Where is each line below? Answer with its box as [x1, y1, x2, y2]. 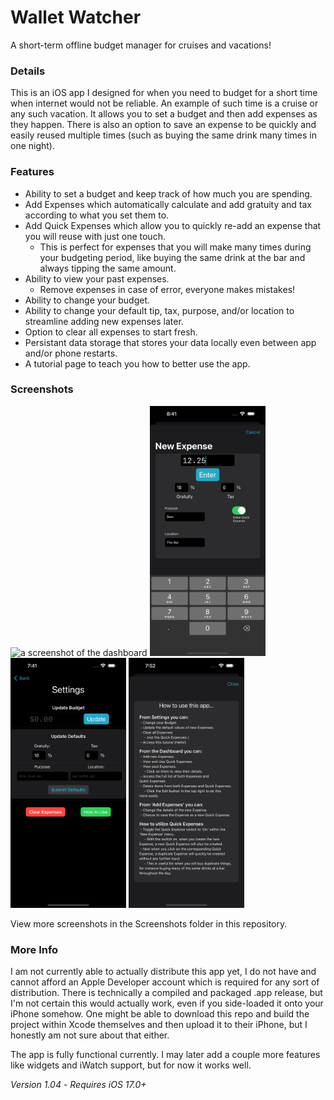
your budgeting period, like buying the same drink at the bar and [39, 251, 306, 263]
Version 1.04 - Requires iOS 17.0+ [10, 1079, 147, 1091]
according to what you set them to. [24, 209, 170, 221]
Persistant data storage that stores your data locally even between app [24, 336, 317, 348]
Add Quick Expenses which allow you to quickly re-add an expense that [24, 219, 322, 231]
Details [10, 64, 46, 78]
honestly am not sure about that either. [10, 1029, 170, 1041]
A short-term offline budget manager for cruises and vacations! [10, 39, 272, 51]
